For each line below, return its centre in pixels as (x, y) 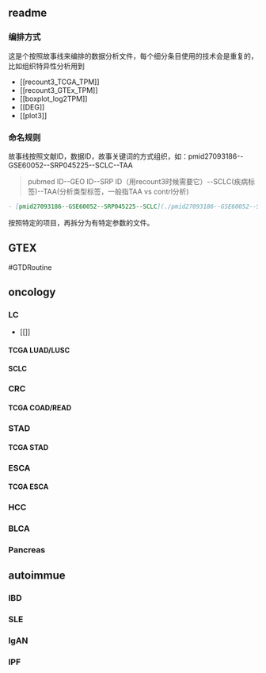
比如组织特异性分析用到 (46, 66)
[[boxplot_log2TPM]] (53, 98)
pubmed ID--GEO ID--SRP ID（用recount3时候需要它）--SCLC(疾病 (138, 181)
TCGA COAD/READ (40, 408)
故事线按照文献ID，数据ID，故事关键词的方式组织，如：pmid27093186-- (126, 156)
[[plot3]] (33, 115)
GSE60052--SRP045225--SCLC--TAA (70, 165)
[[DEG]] (32, 107)
